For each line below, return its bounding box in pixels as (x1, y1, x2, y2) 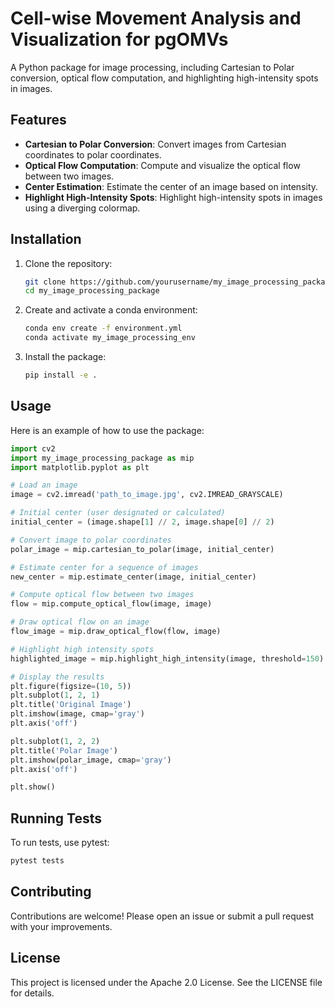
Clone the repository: (24, 257, 113, 269)
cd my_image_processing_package (24, 286, 160, 296)
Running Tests (10, 810, 102, 827)
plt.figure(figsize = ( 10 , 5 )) (10, 681, 132, 691)
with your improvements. (10, 920, 113, 932)
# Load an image (10, 480, 78, 491)
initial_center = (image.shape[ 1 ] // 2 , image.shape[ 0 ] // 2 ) (10, 517, 275, 527)
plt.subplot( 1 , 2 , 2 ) (10, 736, 101, 746)
